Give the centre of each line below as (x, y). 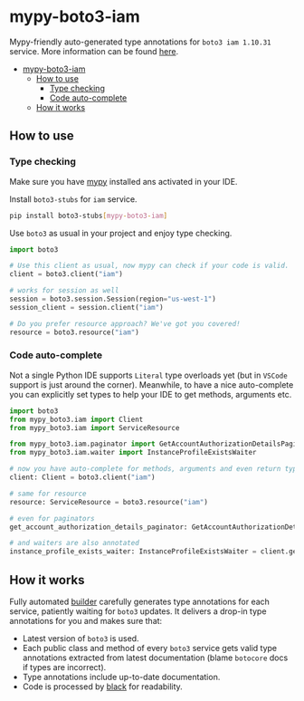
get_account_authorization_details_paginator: (99, 527)
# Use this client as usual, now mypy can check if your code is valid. (149, 266)
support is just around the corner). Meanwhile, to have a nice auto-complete (152, 384)
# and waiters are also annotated (75, 543)
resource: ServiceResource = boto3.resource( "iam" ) (109, 502)
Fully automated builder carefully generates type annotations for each (139, 601)
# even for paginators (52, 518)
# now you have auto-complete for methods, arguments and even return (145, 469)
